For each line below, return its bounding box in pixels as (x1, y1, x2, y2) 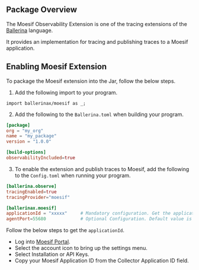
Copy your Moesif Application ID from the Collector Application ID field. (14, 257, 190, 264)
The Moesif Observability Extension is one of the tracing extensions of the (6, 20, 188, 27)
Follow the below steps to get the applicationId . (6, 227, 125, 234)
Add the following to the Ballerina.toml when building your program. (14, 111, 184, 118)
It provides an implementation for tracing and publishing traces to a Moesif (6, 38, 188, 45)
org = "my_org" (6, 127, 44, 134)
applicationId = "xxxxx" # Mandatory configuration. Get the (6, 210, 171, 217)
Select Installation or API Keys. (14, 251, 90, 258)
